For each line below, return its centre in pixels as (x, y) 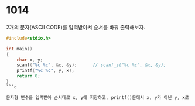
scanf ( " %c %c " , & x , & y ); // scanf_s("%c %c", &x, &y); (91, 65)
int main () (19, 49)
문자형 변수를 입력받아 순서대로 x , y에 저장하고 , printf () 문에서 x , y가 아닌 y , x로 (97, 97)
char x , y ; (30, 60)
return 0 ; (29, 76)
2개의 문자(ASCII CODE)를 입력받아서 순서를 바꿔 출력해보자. (76, 27)
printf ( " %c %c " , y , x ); (46, 71)
